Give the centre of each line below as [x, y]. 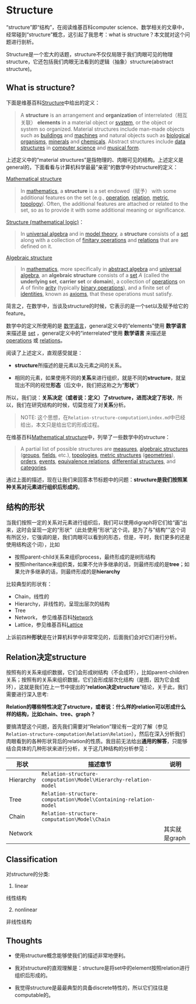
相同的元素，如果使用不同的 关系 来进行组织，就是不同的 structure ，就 [97, 377]
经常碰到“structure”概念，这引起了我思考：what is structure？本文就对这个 [95, 34]
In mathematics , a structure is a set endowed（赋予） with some [98, 190]
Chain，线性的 [32, 596]
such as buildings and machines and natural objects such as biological [105, 135]
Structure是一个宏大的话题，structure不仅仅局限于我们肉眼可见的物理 [90, 54]
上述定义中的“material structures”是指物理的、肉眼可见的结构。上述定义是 [95, 159]
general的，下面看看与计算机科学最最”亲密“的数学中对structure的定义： [92, 167]
